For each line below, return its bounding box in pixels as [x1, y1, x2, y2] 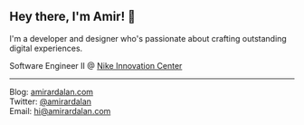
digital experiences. [9, 43, 83, 53]
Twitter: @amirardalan [9, 96, 92, 107]
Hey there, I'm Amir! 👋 [9, 9, 136, 24]
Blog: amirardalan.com [9, 86, 93, 97]
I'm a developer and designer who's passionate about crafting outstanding [9, 33, 287, 43]
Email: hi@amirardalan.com [9, 105, 111, 116]
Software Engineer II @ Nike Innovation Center [9, 60, 183, 71]
